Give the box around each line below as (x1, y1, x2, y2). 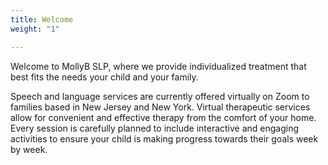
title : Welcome (10, 14, 74, 25)
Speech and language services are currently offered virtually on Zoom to (10, 90, 310, 102)
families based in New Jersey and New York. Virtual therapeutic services (10, 101, 311, 113)
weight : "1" (10, 24, 60, 34)
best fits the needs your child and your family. (10, 71, 199, 83)
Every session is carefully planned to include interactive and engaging (10, 122, 300, 134)
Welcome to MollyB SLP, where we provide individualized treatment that (10, 60, 307, 72)
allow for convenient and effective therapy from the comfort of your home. (10, 111, 317, 123)
